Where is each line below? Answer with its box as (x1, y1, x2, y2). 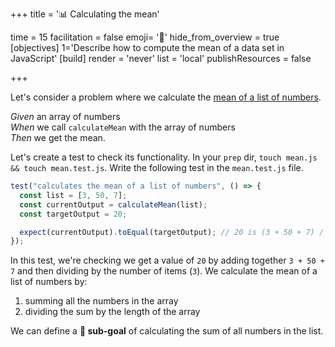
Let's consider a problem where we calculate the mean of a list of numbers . (10, 91, 322, 103)
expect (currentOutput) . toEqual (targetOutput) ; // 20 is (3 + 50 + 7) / (19, 227, 325, 237)
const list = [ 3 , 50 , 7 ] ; (19, 190, 128, 200)
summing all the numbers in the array (24, 295, 179, 307)
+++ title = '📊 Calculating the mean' (10, 8, 160, 20)
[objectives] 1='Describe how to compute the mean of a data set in (10, 42, 285, 53)
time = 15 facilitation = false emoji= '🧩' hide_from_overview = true (10, 31, 280, 43)
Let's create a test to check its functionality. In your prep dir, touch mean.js (10, 151, 318, 163)
